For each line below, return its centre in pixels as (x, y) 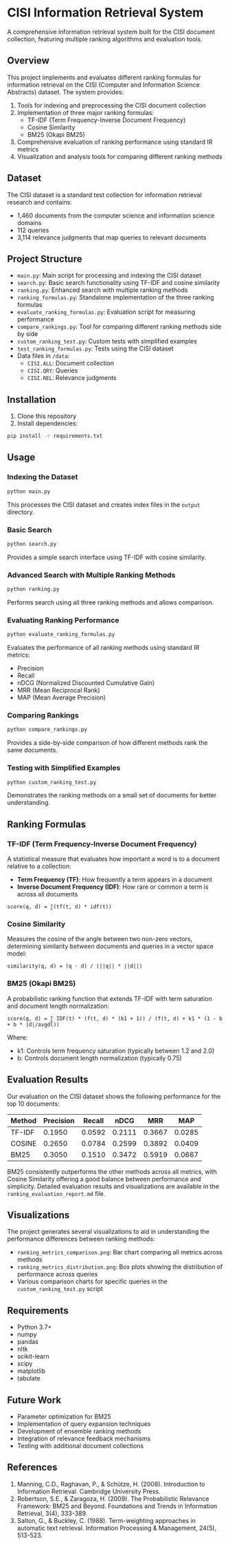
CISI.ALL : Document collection (71, 364)
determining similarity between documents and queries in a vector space (111, 946)
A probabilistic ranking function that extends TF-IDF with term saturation (110, 998)
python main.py (29, 491)
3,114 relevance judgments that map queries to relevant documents (112, 237)
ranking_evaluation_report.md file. (56, 1193)
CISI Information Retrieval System (105, 13)
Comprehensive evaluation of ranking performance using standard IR (115, 142)
